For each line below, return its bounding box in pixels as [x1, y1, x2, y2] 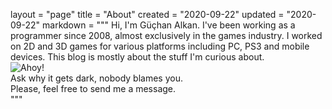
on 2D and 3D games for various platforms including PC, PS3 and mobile [10, 40, 310, 52]
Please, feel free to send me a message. [10, 83, 177, 94]
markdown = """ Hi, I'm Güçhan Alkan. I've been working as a [42, 19, 296, 31]
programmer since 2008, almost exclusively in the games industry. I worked [10, 30, 323, 41]
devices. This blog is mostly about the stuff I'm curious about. [10, 51, 265, 63]
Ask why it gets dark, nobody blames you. [10, 72, 183, 84]
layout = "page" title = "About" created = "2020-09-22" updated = [10, 9, 285, 20]
